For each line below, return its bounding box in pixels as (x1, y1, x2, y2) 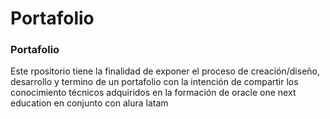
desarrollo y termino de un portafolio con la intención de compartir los (10, 76, 299, 88)
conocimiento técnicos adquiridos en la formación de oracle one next (10, 87, 297, 99)
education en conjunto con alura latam (10, 97, 169, 109)
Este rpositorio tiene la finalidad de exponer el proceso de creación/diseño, (10, 65, 321, 77)
